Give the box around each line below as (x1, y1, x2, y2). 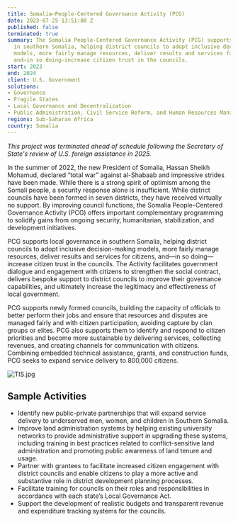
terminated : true (7, 30, 59, 38)
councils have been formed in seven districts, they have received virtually (7, 193, 222, 202)
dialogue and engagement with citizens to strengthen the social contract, (7, 267, 221, 276)
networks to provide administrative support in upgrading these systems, (17, 431, 228, 440)
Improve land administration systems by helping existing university (17, 424, 212, 433)
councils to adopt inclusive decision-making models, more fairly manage (7, 244, 220, 253)
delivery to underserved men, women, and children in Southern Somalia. (17, 416, 229, 425)
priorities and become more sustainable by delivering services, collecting (7, 334, 222, 342)
